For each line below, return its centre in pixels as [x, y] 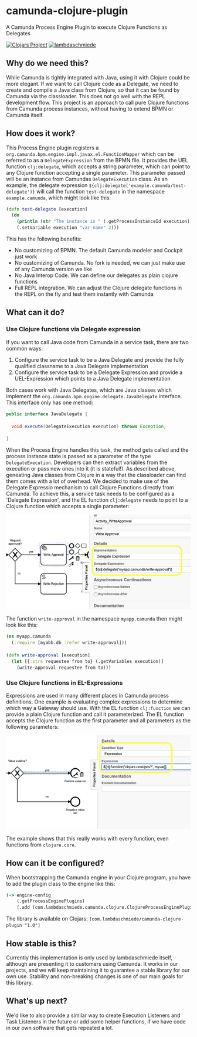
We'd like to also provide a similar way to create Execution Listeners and [93, 1015]
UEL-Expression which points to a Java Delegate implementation [93, 378]
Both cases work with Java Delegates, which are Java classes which [89, 390]
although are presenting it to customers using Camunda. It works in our [92, 964]
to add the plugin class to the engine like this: [61, 883]
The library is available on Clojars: [47, 919]
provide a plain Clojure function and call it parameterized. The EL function [95, 714]
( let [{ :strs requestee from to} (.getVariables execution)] [88, 661]
